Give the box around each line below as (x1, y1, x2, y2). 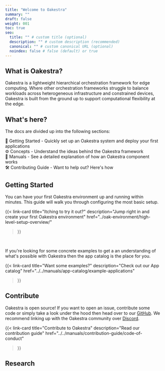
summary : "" (5, 12, 30, 17)
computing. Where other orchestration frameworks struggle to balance (5, 85, 149, 91)
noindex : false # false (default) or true (9, 48, 98, 53)
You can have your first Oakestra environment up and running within (5, 194, 144, 200)
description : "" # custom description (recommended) (9, 40, 120, 44)
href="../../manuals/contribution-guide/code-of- (45, 330, 143, 336)
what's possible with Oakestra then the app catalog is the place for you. (5, 253, 151, 259)
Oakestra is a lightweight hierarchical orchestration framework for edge (5, 80, 150, 86)
